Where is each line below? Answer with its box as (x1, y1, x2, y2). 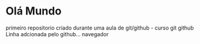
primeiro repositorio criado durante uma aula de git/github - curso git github (5, 24, 194, 31)
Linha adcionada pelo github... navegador (5, 30, 109, 37)
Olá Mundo (5, 4, 61, 18)
